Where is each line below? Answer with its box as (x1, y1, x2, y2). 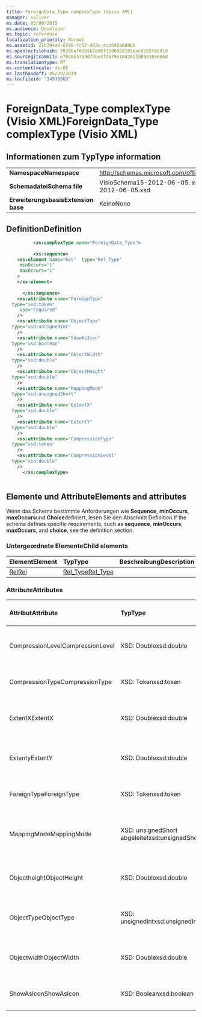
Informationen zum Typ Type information (6, 151, 161, 161)
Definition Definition (6, 224, 82, 234)
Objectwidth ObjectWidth (9, 953, 79, 962)
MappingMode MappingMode (9, 830, 92, 838)
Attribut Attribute (9, 609, 58, 617)
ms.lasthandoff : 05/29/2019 (6, 70, 77, 77)
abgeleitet (120, 833, 149, 842)
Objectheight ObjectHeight (9, 873, 83, 881)
